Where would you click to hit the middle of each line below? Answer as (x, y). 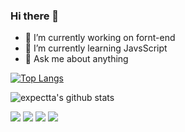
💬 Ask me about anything (76, 59)
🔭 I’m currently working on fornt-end (100, 38)
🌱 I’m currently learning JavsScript (96, 48)
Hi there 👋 (35, 16)
